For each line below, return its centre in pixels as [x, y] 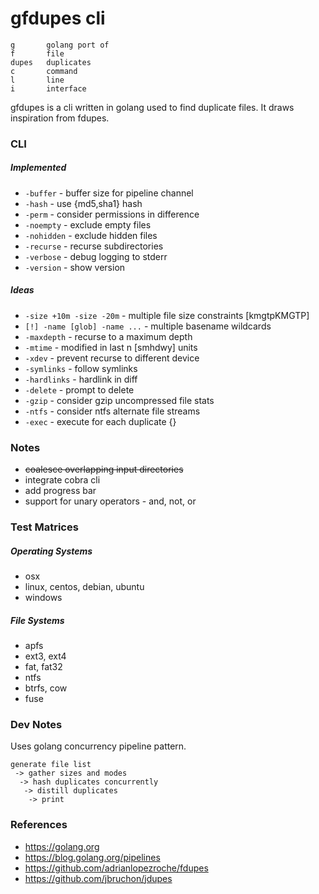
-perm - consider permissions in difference [112, 214]
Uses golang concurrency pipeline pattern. [98, 746]
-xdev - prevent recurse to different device [112, 358]
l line [37, 80]
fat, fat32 [43, 666]
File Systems [37, 620]
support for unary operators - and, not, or [110, 501]
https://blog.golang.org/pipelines [92, 857]
